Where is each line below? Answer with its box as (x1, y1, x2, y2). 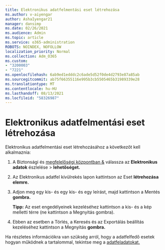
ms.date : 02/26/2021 (5, 26, 48, 31)
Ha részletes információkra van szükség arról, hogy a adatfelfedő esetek (5, 234, 155, 240)
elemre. (12, 179, 29, 185)
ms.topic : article (5, 35, 43, 40)
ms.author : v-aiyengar (5, 12, 52, 17)
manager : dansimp (5, 21, 41, 26)
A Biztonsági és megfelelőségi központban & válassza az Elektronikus (12, 159, 157, 165)
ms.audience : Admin (5, 30, 46, 35)
